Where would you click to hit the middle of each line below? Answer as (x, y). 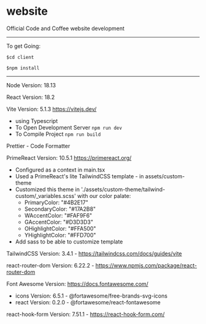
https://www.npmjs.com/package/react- (146, 265)
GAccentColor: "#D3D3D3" (59, 222)
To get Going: (24, 46)
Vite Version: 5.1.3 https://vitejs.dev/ (51, 109)
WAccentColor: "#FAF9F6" (58, 215)
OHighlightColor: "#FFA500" (60, 228)
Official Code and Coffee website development (65, 28)
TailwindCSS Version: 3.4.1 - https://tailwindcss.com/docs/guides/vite (94, 253)
